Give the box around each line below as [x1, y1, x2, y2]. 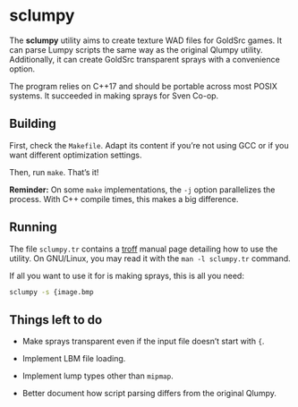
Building [9, 116, 56, 131]
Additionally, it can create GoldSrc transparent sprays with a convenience [9, 54, 280, 64]
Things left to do [9, 312, 103, 327]
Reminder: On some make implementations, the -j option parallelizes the [9, 184, 276, 195]
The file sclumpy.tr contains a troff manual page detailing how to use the [9, 243, 278, 254]
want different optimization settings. [9, 149, 142, 160]
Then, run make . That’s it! [9, 166, 99, 177]
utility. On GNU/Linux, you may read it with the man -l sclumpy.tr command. [9, 252, 291, 264]
